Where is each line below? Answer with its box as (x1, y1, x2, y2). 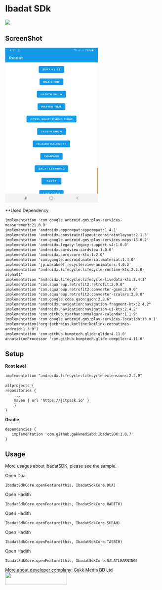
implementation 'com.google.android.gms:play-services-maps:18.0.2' (5, 237, 149, 243)
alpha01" (5, 272, 23, 277)
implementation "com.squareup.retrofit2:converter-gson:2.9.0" (5, 287, 138, 292)
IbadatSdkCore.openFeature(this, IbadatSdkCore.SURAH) (5, 521, 121, 526)
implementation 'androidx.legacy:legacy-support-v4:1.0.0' (5, 242, 129, 247)
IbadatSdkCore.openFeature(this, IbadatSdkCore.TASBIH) (5, 540, 122, 544)
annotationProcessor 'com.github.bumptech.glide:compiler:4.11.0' (5, 336, 145, 342)
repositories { (5, 388, 37, 393)
